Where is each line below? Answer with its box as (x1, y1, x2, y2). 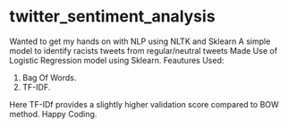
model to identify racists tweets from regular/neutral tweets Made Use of (9, 45, 278, 55)
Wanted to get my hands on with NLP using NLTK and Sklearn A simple (9, 36, 271, 47)
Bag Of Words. (21, 72, 77, 82)
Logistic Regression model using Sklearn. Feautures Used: (9, 55, 224, 65)
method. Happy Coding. (9, 108, 97, 119)
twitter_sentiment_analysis (9, 6, 216, 27)
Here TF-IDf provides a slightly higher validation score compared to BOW (9, 98, 279, 109)
